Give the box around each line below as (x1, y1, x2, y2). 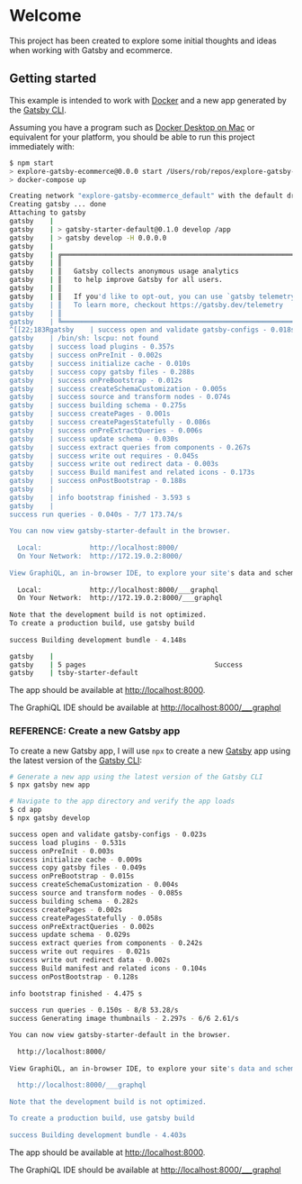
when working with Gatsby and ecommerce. (9, 44, 173, 55)
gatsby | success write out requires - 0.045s (9, 451, 200, 460)
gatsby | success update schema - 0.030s (9, 434, 179, 443)
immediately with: (9, 141, 75, 151)
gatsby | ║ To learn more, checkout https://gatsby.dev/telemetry (9, 300, 283, 309)
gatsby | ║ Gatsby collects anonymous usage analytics (9, 267, 240, 276)
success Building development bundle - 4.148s (9, 635, 187, 644)
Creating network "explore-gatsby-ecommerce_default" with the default (9, 191, 283, 201)
